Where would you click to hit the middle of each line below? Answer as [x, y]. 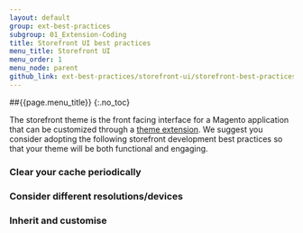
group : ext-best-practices [60, 26]
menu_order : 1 [36, 60]
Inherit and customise [58, 220]
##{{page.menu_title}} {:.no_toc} [70, 102]
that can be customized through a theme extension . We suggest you [136, 129]
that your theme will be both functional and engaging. [109, 148]
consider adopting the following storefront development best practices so [146, 139]
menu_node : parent [44, 69]
